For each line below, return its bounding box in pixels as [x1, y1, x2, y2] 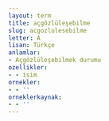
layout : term [8, 11, 52, 20]
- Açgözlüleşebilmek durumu [8, 57, 102, 64]
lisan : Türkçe [8, 41, 56, 49]
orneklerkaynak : [8, 93, 62, 101]
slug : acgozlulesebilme [8, 26, 88, 34]
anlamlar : [8, 49, 41, 57]
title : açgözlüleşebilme [8, 19, 91, 27]
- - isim [8, 71, 37, 79]
